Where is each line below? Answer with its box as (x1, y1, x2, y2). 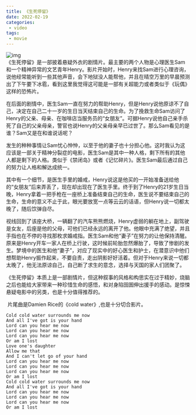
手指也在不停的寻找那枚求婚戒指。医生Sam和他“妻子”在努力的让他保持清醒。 (6, 232, 190, 239)
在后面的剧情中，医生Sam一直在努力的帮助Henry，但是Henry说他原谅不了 (6, 100, 184, 107)
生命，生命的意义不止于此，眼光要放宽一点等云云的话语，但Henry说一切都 (6, 198, 185, 205)
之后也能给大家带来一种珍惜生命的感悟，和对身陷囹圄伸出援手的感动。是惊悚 (6, 281, 190, 288)
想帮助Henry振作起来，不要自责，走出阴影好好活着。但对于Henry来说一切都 (6, 254, 189, 261)
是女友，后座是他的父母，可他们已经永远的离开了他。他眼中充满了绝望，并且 (6, 225, 190, 232)
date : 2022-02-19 (6, 14, 48, 20)
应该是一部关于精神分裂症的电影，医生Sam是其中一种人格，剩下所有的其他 (6, 149, 185, 156)
